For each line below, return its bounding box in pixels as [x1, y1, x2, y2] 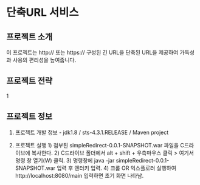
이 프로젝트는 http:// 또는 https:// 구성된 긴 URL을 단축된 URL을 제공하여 [6, 49, 179, 56]
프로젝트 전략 [6, 76, 53, 86]
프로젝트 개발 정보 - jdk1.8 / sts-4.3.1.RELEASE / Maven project [15, 129, 169, 136]
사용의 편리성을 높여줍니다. [12, 56, 77, 64]
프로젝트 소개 [6, 32, 53, 42]
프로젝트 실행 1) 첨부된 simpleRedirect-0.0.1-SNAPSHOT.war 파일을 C [15, 141, 184, 149]
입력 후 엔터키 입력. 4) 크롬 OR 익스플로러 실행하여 [57, 164, 176, 172]
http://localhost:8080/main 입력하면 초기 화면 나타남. [15, 172, 144, 179]
